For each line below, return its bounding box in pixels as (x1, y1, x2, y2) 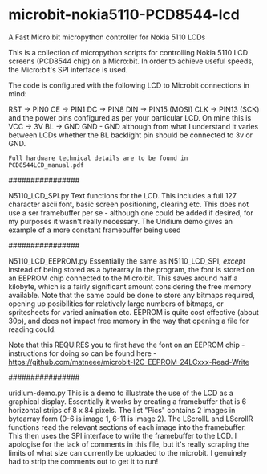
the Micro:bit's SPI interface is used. (8, 64, 128, 74)
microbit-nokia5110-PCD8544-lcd (8, 6, 241, 24)
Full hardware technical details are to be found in (8, 154, 188, 162)
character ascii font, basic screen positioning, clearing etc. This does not (8, 199, 249, 209)
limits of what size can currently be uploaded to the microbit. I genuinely (8, 447, 247, 457)
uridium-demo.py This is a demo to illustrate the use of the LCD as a (8, 388, 234, 398)
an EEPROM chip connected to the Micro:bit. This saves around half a (8, 273, 238, 283)
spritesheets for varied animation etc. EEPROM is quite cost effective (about (8, 307, 259, 317)
